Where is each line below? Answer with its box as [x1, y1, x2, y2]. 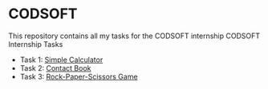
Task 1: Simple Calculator [19, 55, 104, 64]
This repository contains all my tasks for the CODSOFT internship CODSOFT [8, 31, 261, 41]
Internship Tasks [8, 39, 63, 48]
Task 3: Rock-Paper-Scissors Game [19, 72, 138, 81]
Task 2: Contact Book [19, 63, 91, 72]
